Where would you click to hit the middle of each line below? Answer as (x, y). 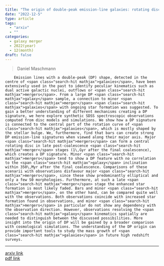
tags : (10, 23)
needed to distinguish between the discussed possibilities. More (74, 218)
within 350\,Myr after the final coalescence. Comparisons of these (76, 167)
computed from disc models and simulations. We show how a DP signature (81, 120)
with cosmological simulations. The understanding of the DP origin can (81, 227)
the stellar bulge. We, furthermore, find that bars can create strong (79, 133)
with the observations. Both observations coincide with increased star (81, 197)
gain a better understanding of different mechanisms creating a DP (76, 112)
